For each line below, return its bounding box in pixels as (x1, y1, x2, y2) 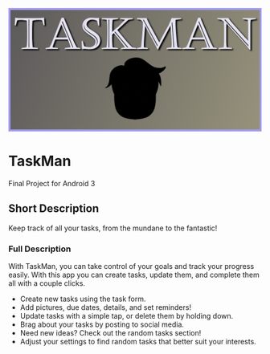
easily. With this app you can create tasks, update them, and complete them (8, 270, 260, 280)
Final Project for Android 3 (8, 179, 96, 189)
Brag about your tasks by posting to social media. (19, 319, 185, 329)
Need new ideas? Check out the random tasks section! (19, 328, 202, 338)
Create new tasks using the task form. (19, 294, 146, 304)
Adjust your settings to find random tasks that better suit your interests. (19, 337, 257, 347)
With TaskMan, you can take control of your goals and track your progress (8, 262, 255, 271)
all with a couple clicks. (8, 279, 86, 288)
